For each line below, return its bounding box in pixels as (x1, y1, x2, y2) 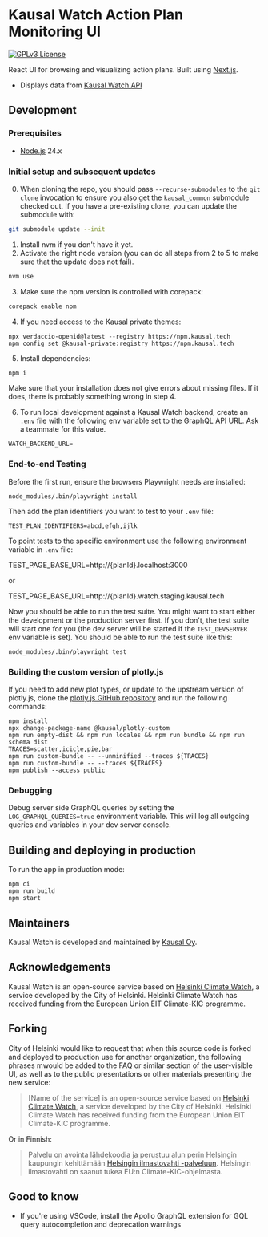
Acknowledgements (8, 960, 111, 974)
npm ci (8, 880, 30, 888)
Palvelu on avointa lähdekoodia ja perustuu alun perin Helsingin (27, 1150, 238, 1159)
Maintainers (8, 916, 70, 930)
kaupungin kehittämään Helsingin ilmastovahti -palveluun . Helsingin (27, 1158, 252, 1168)
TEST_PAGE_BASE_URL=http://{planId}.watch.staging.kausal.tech (8, 591, 225, 601)
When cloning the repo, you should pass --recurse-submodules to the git (19, 184, 261, 193)
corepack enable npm (8, 302, 78, 310)
